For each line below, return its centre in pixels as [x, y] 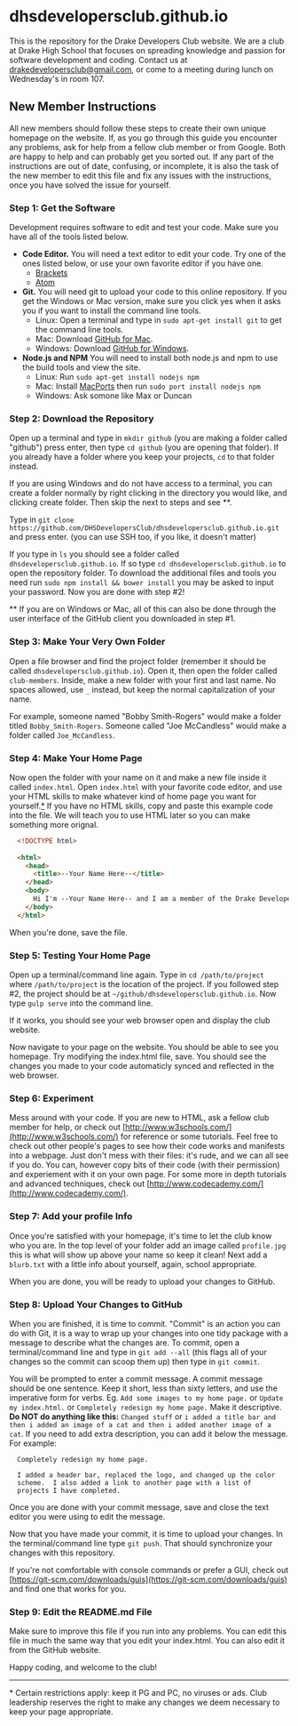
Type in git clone [42, 520]
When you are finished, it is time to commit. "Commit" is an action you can [145, 1323]
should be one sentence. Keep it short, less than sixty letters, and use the [143, 1388]
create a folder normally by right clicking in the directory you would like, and [148, 493]
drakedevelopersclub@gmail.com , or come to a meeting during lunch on [141, 69]
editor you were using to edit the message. [87, 1516]
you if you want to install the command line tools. [111, 311]
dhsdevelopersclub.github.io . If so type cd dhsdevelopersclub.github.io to [148, 564]
